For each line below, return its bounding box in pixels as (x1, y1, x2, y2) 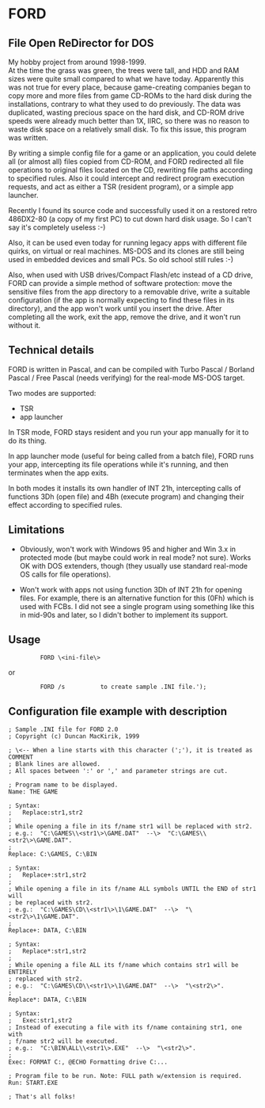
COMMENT (8, 753, 34, 761)
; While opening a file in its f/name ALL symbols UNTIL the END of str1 (8, 885, 257, 893)
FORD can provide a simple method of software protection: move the (8, 279, 233, 287)
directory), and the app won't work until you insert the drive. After (8, 304, 222, 313)
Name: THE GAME (8, 788, 59, 796)
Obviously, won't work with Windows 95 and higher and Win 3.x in (19, 544, 236, 554)
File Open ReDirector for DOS (8, 36, 154, 50)
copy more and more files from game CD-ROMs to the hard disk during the (8, 91, 252, 100)
